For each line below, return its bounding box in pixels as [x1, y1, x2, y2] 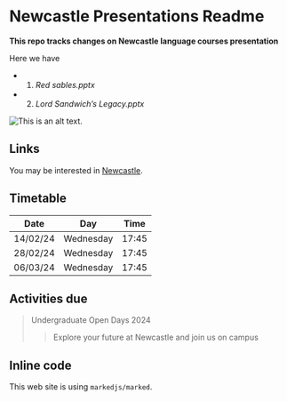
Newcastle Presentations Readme [9, 6, 265, 27]
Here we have [9, 52, 60, 63]
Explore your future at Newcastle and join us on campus [52, 332, 259, 343]
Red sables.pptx [35, 79, 95, 90]
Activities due [9, 291, 88, 306]
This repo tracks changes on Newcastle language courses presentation [9, 36, 279, 46]
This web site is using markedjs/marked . [9, 381, 153, 392]
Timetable [9, 191, 67, 206]
